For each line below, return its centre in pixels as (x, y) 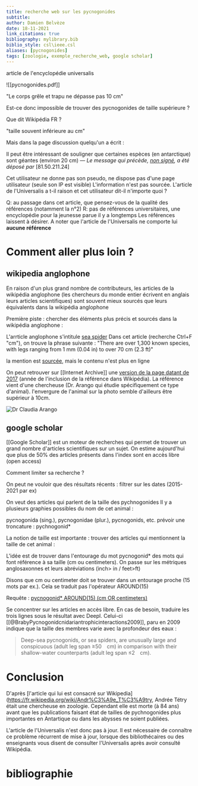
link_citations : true (33, 34)
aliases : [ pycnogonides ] (37, 51)
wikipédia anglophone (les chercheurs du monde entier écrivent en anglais (98, 294)
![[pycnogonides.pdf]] (33, 85)
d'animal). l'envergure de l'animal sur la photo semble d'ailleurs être (89, 391)
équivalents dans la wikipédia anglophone (57, 307)
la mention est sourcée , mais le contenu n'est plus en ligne (78, 361)
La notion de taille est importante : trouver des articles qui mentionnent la (96, 538)
